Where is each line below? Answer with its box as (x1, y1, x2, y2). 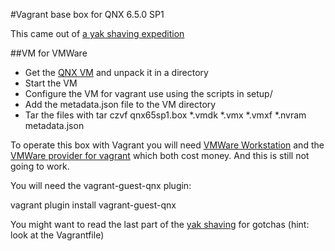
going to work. (10, 160, 70, 172)
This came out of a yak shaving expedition (10, 28, 185, 39)
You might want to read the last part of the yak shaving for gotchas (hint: (10, 219, 310, 230)
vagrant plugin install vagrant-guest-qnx (10, 199, 177, 211)
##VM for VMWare (10, 47, 88, 59)
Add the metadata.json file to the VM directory (24, 99, 217, 110)
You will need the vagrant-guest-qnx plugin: (10, 180, 192, 191)
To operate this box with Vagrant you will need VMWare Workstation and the (10, 139, 325, 151)
